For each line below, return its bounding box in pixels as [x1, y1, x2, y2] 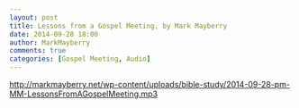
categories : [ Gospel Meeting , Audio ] [9, 54, 151, 63]
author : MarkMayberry [9, 37, 91, 47]
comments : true [9, 46, 67, 55]
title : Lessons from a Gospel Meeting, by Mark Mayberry [9, 21, 228, 30]
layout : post [9, 12, 59, 22]
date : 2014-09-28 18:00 [9, 29, 99, 38]
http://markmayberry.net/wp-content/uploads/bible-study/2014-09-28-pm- [9, 79, 291, 89]
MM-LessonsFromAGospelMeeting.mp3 [9, 88, 159, 99]
